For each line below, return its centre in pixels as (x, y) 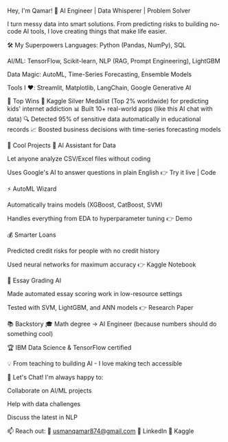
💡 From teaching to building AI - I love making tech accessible (95, 364)
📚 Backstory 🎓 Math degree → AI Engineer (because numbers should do (112, 324)
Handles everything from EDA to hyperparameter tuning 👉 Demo (100, 218)
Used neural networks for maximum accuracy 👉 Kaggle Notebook (102, 264)
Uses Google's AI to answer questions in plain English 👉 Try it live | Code (112, 172)
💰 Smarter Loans (32, 235)
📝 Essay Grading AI (34, 280)
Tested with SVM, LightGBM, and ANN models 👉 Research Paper (100, 307)
